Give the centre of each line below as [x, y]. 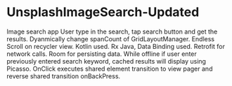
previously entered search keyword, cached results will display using [107, 61]
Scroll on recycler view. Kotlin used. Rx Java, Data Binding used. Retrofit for [116, 46]
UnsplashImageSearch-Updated [103, 12]
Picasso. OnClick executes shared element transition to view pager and [110, 69]
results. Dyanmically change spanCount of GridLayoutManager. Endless [111, 38]
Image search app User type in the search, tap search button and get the [112, 31]
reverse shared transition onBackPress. [64, 76]
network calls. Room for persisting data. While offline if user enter [102, 54]
